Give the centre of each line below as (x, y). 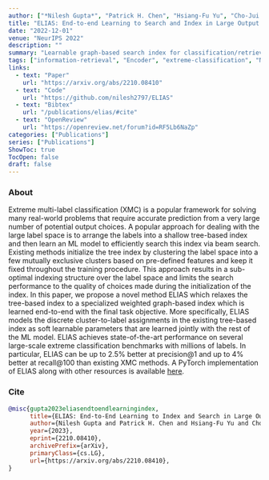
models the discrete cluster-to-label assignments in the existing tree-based (132, 320)
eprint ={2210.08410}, (66, 438)
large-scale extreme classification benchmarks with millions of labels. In (127, 346)
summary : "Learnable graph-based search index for (94, 53)
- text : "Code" (41, 90)
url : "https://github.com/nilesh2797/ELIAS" (98, 98)
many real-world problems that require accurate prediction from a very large (134, 218)
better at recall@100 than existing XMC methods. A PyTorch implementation (133, 363)
